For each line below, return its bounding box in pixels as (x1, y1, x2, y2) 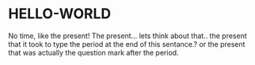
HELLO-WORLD (8, 5, 112, 23)
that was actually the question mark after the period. (8, 48, 180, 57)
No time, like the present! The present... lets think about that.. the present (8, 31, 247, 40)
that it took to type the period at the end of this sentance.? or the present (8, 39, 245, 48)
